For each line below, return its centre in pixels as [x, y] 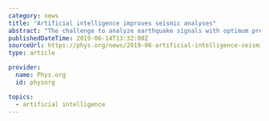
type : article [32, 53]
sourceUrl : [26, 46]
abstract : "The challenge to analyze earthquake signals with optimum [128, 30]
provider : [25, 68]
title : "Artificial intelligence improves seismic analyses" [112, 23]
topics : [21, 97]
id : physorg [36, 82]
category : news [34, 16]
